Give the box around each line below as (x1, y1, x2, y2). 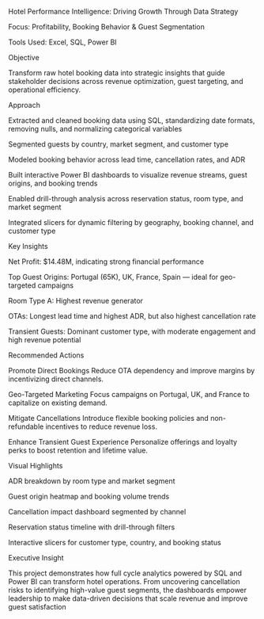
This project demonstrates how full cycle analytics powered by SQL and (8, 568, 243, 578)
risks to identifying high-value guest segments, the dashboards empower (8, 586, 247, 594)
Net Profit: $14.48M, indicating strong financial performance (8, 257, 204, 266)
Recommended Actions (8, 350, 85, 360)
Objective (8, 53, 40, 62)
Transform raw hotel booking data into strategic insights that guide (8, 68, 225, 78)
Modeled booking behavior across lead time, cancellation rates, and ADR (8, 155, 246, 164)
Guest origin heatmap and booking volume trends (8, 491, 170, 501)
